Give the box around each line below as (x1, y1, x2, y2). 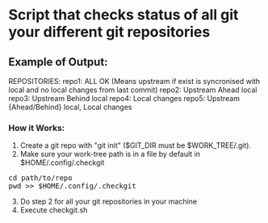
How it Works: (8, 122, 65, 133)
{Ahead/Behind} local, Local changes (8, 103, 132, 111)
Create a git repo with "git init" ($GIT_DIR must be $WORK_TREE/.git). (19, 141, 252, 150)
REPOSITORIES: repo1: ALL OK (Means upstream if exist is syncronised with (8, 77, 261, 86)
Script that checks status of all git (8, 6, 239, 24)
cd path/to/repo (8, 174, 73, 183)
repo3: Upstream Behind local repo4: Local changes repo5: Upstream (8, 94, 241, 103)
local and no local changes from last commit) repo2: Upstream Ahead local (8, 85, 258, 95)
